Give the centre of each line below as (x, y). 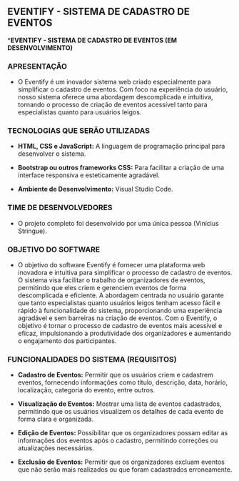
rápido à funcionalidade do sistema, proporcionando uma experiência (120, 311)
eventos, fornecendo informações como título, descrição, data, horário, (123, 382)
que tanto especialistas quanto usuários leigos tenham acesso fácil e (119, 303)
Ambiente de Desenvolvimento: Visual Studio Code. (95, 189)
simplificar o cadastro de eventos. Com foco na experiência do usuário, (123, 89)
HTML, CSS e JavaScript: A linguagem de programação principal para (121, 147)
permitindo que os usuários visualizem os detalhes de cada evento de (120, 412)
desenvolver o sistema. (52, 154)
